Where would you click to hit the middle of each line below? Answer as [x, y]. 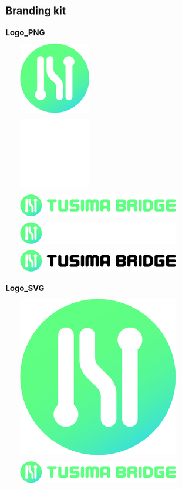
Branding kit [36, 11]
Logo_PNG [25, 33]
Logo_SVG [25, 288]
